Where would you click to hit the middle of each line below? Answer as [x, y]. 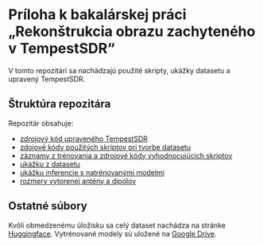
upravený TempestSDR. [47, 79]
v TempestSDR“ [62, 49]
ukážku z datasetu [50, 164]
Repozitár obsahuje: [41, 123]
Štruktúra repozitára [60, 104]
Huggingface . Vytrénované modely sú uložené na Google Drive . [112, 233]
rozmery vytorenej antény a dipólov [78, 181]
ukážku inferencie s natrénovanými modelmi [92, 172]
